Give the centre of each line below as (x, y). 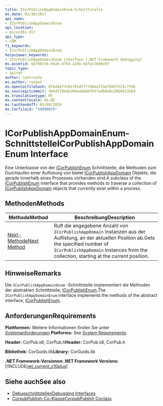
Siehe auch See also (35, 381)
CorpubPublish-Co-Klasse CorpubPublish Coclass (62, 399)
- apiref (14, 73)
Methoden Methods (35, 203)
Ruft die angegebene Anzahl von (91, 226)
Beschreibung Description (105, 217)
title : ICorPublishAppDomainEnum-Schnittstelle (54, 10)
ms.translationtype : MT (29, 96)
